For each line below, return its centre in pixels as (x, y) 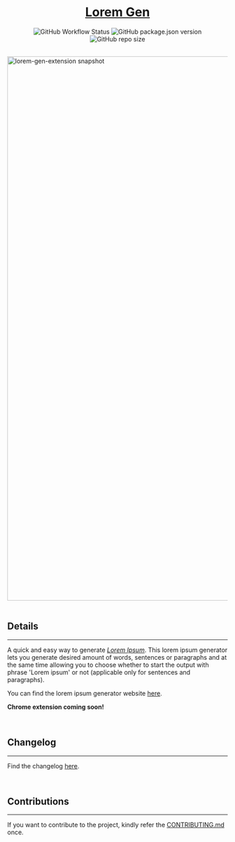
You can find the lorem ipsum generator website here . (85, 693)
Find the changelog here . (43, 766)
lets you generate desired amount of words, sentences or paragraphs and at (117, 657)
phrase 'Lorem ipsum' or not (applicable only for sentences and (99, 672)
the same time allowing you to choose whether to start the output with (108, 665)
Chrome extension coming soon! (56, 707)
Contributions (38, 801)
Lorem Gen (117, 12)
